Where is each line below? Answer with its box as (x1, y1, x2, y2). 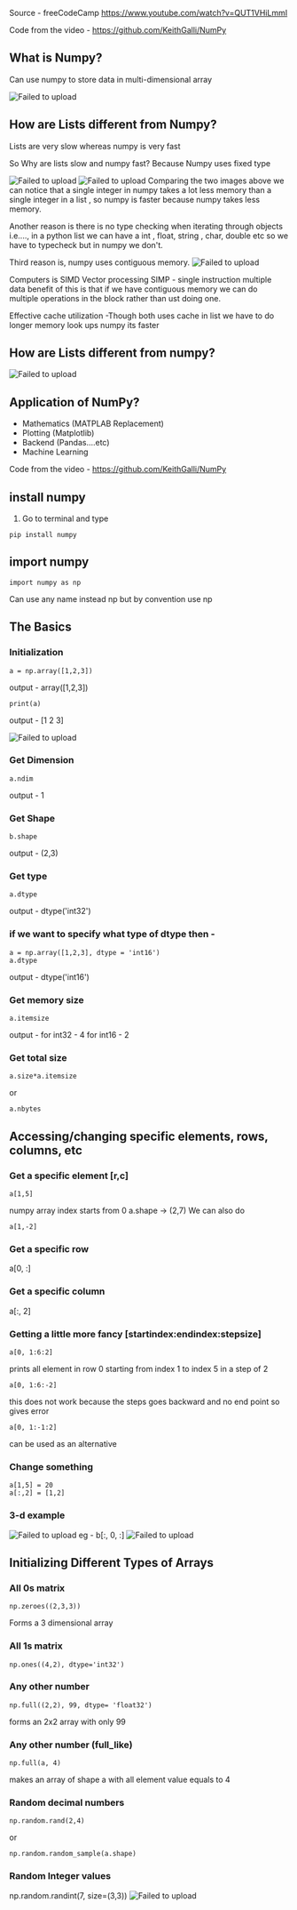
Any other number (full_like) (9, 1738, 133, 1751)
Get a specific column (9, 1285, 106, 1297)
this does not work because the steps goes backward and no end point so (9, 1396, 280, 1407)
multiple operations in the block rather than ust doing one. (9, 293, 222, 303)
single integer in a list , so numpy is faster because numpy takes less (9, 194, 260, 205)
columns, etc (9, 1143, 82, 1158)
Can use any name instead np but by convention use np (9, 593, 213, 604)
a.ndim (9, 774, 34, 783)
